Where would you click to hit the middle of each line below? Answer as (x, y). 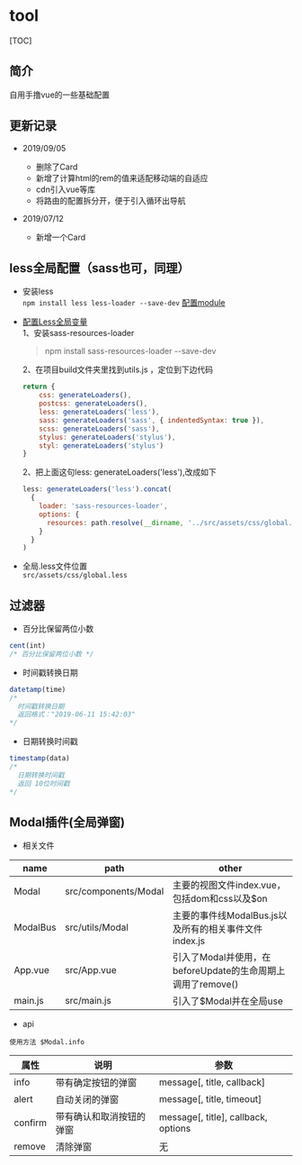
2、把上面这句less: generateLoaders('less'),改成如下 (120, 472)
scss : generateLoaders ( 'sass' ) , (99, 429)
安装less (38, 291)
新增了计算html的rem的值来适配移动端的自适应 (122, 177)
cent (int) (28, 646)
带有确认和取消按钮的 (101, 1116)
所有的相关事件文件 (222, 929)
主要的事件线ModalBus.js (225, 915)
